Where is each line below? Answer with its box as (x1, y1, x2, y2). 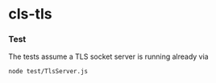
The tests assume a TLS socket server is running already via (8, 52, 209, 61)
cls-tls (8, 5, 52, 23)
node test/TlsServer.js (8, 68, 89, 76)
